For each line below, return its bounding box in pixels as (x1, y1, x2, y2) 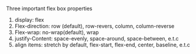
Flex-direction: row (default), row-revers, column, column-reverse (14, 23, 175, 29)
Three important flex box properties (6, 5, 93, 12)
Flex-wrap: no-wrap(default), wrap (14, 29, 99, 36)
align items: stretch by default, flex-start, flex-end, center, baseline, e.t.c (14, 41, 190, 48)
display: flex (14, 16, 44, 23)
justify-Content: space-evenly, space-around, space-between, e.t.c (14, 35, 179, 42)
